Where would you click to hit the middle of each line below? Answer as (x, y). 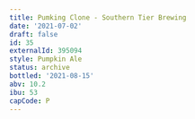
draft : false (34, 34)
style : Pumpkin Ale (46, 59)
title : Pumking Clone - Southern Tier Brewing (98, 17)
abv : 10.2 (28, 84)
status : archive (40, 68)
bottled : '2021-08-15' (52, 76)
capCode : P (30, 101)
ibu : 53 (24, 92)
